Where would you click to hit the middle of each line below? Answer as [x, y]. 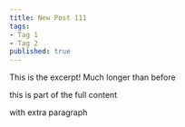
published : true [40, 52]
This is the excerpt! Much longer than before [92, 77]
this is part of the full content [63, 95]
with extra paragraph [49, 112]
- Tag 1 [24, 34]
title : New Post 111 [49, 18]
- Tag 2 [24, 43]
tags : [19, 26]
